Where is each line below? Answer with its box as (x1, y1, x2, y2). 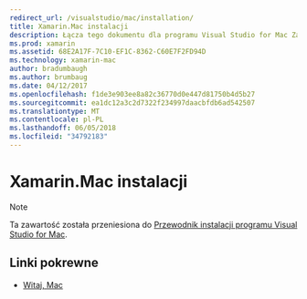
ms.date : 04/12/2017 (9, 81, 89, 90)
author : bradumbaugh (9, 65, 89, 74)
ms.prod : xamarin (9, 38, 76, 48)
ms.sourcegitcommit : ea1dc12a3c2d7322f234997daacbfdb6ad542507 (9, 98, 256, 108)
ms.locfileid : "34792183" (9, 132, 108, 141)
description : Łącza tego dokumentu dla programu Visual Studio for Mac (9, 30, 288, 39)
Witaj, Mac (22, 279, 64, 290)
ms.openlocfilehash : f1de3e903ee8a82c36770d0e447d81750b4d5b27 (9, 89, 256, 98)
